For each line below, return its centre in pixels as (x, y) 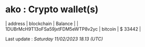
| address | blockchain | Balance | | (42, 24)
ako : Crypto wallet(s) (52, 9)
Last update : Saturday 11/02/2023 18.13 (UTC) (54, 39)
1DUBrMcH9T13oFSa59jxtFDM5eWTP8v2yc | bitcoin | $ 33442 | (73, 29)
